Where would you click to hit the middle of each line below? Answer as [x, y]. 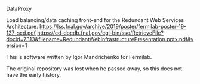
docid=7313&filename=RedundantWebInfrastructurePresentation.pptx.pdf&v [100, 39]
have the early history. [34, 75]
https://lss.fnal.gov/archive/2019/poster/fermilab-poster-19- [113, 27]
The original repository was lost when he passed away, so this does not [94, 69]
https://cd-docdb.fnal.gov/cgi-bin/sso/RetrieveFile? [100, 33]
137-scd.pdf [21, 33]
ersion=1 [17, 45]
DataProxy [19, 9]
